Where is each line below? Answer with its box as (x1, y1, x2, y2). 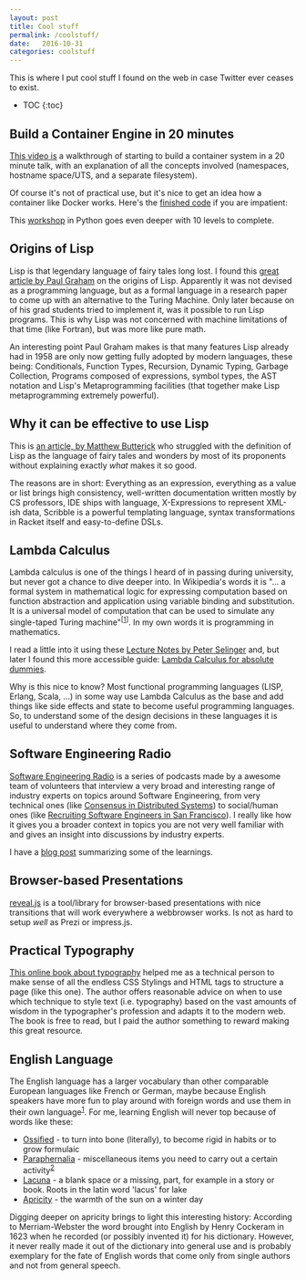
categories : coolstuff (9, 47, 96, 57)
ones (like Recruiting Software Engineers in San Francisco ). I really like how (9, 809, 292, 820)
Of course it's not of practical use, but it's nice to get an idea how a (9, 187, 262, 198)
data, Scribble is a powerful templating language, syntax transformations (22, 506, 296, 517)
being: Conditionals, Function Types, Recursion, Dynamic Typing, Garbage (9, 360, 289, 371)
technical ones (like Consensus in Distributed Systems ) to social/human (9, 799, 279, 810)
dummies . (9, 663, 47, 675)
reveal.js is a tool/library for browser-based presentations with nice (9, 897, 261, 908)
